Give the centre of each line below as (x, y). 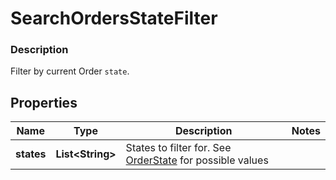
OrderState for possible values (197, 160)
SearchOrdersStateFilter (114, 18)
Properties (44, 102)
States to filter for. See (178, 148)
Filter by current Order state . (70, 71)
